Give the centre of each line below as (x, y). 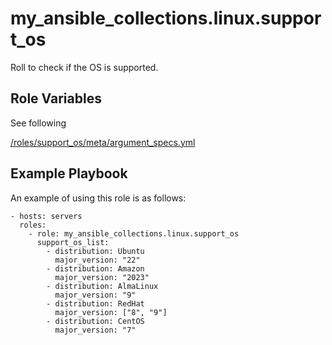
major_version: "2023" (102, 277)
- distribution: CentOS (95, 321)
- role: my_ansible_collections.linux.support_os (134, 233)
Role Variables (56, 98)
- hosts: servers (46, 216)
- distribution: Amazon (95, 268)
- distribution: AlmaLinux (102, 286)
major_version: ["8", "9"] (111, 312)
